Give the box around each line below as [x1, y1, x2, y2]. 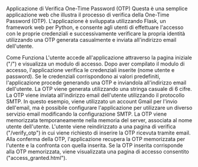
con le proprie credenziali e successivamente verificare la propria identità [6, 30, 185, 37]
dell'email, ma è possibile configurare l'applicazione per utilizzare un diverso [6, 104, 193, 111]
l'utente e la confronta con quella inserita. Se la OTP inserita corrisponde [6, 142, 183, 149]
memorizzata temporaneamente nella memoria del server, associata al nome [6, 117, 193, 123]
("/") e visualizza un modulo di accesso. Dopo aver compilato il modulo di [6, 60, 185, 67]
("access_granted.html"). [6, 155, 67, 161]
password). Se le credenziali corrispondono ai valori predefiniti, [6, 73, 161, 80]
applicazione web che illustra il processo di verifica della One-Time [6, 11, 170, 18]
